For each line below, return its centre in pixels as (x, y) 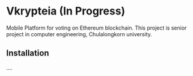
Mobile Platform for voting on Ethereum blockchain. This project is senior (96, 28)
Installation (28, 53)
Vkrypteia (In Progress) (66, 11)
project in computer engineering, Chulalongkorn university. (79, 34)
